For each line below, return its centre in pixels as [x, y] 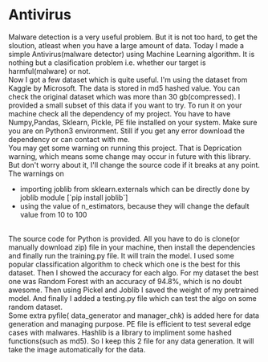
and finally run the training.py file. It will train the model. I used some [121, 255]
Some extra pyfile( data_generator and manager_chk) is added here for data [134, 315]
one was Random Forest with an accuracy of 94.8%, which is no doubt [125, 281]
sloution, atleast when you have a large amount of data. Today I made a [126, 45]
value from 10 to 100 [53, 214]
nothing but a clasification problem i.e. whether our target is [107, 63]
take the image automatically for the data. [77, 349]
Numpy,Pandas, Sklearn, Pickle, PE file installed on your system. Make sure [133, 122]
